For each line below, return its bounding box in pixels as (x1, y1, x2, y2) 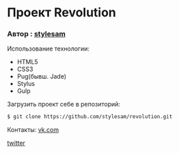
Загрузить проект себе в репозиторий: (7, 100, 121, 109)
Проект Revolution (7, 5, 116, 20)
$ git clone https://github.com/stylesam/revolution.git (7, 113, 173, 120)
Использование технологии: (7, 44, 90, 53)
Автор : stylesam (7, 29, 66, 39)
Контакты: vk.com (7, 126, 59, 134)
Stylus (16, 80, 36, 88)
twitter (7, 139, 26, 148)
